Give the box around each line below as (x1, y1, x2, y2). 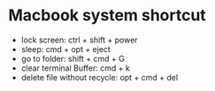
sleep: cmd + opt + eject (20, 43, 111, 54)
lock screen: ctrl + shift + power (20, 34, 138, 45)
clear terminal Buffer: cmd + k (20, 63, 130, 73)
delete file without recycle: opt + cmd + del (20, 72, 179, 82)
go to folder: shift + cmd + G (20, 53, 125, 64)
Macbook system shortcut (8, 5, 207, 26)
